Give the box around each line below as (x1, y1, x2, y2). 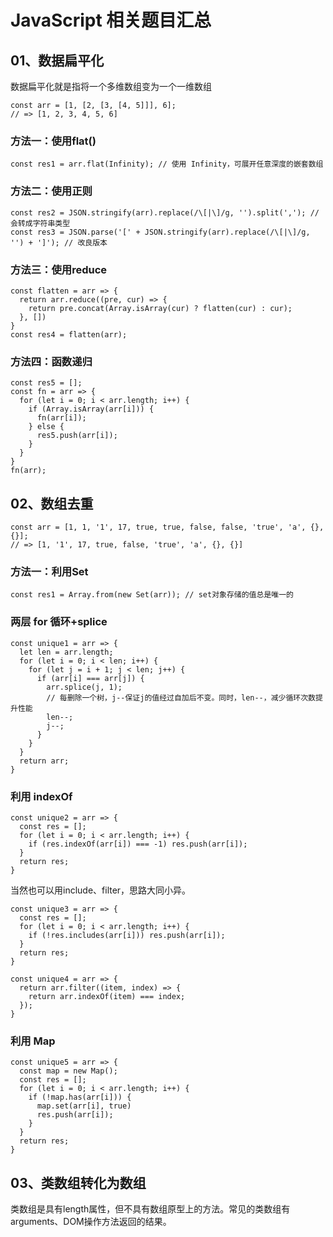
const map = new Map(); (19, 1066, 118, 1076)
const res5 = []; (10, 378, 83, 388)
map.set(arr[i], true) (36, 1101, 132, 1111)
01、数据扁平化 (10, 52, 105, 69)
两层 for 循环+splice (10, 615, 108, 629)
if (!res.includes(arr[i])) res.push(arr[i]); (28, 930, 226, 940)
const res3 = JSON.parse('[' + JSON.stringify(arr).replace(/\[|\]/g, (10, 227, 311, 237)
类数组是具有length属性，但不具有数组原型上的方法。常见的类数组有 (10, 1203, 291, 1215)
